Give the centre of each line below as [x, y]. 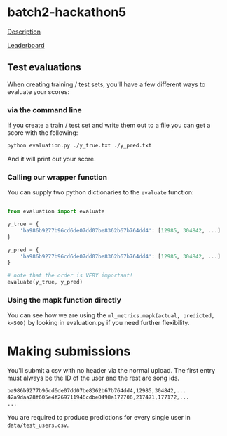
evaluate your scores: [39, 91]
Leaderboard [26, 45]
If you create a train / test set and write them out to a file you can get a [109, 125]
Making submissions [69, 351]
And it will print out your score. [51, 159]
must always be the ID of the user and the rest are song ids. [94, 378]
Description [24, 32]
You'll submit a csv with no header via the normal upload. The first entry [111, 371]
